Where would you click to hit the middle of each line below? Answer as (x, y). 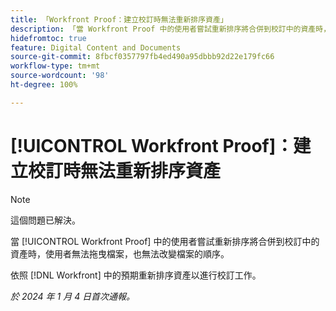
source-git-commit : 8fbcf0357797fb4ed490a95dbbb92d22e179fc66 (142, 57)
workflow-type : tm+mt (55, 66)
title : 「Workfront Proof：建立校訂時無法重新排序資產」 (119, 19)
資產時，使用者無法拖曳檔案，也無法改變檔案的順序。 (120, 253)
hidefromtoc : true (48, 38)
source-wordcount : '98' (60, 76)
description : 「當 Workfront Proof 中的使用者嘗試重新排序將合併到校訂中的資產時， (171, 29)
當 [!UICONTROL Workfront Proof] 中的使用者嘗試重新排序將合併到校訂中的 (165, 241)
